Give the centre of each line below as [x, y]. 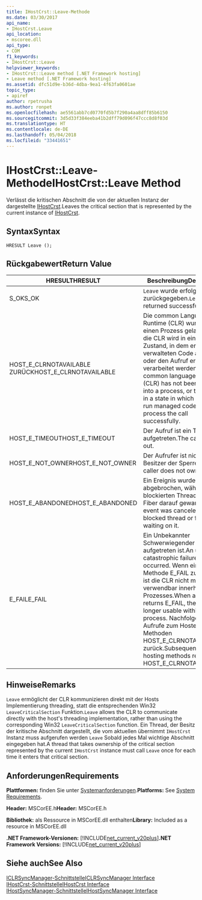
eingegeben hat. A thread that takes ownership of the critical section [90, 744]
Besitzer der [160, 463]
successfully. [162, 421]
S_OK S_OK [24, 299]
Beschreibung [167, 281]
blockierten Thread [170, 495]
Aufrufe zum [161, 625]
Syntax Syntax [33, 231]
